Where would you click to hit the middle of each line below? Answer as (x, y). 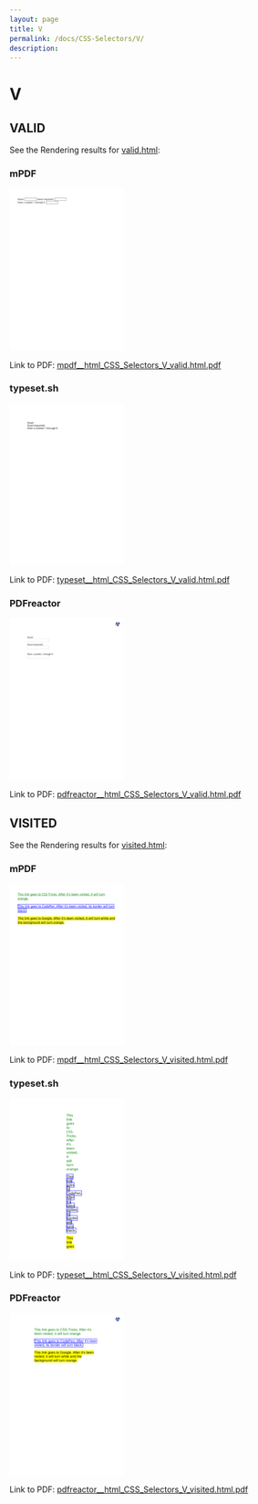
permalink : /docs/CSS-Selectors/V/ (77, 38)
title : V (26, 29)
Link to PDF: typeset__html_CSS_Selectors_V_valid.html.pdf (120, 579)
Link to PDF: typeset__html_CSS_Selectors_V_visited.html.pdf (123, 1275)
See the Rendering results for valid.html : (85, 150)
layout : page (34, 19)
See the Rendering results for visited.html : (88, 845)
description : (34, 48)
